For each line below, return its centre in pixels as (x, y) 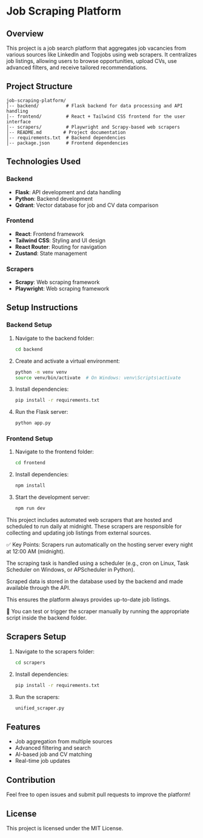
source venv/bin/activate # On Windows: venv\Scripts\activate (98, 377)
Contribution (31, 780)
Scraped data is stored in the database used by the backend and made (95, 581)
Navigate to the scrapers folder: (55, 651)
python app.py (33, 423)
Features (23, 727)
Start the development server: (52, 497)
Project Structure (39, 86)
